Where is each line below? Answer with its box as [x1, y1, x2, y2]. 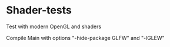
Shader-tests [6, 4, 72, 17]
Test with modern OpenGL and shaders [6, 23, 102, 30]
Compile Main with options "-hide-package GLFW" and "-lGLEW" [6, 34, 165, 41]
